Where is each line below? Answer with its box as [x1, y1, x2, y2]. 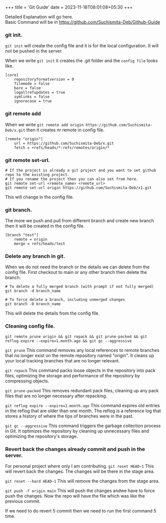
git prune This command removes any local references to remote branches [5, 347, 160, 353]
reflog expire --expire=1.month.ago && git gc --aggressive [5, 338, 132, 344]
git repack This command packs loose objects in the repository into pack [5, 367, 156, 373]
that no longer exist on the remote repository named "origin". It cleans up [5, 352, 155, 358]
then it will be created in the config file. [5, 223, 85, 229]
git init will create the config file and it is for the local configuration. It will [5, 43, 159, 49]
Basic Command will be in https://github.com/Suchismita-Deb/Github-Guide [5, 19, 160, 25]
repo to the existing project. [5, 172, 70, 177]
